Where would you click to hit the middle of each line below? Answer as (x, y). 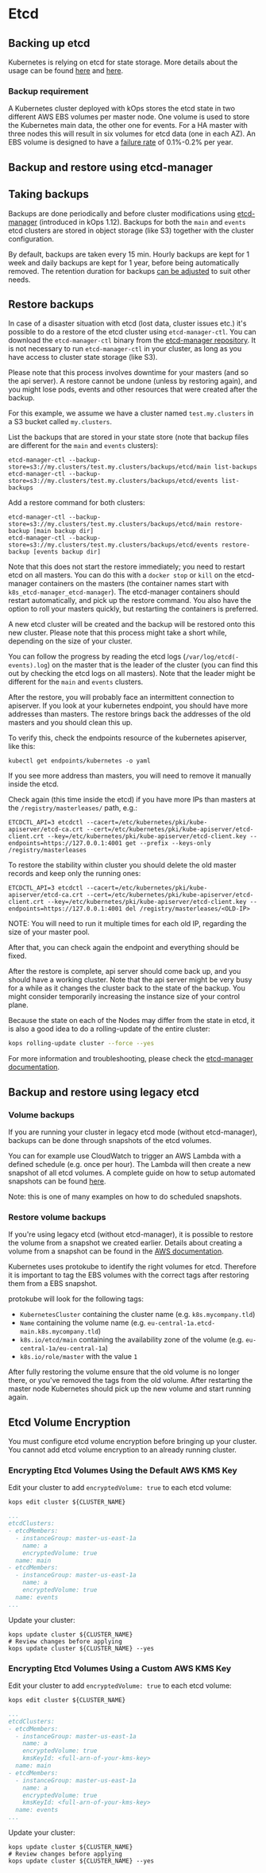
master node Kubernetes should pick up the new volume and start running (130, 1389)
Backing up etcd (49, 43)
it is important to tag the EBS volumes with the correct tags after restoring (129, 1275)
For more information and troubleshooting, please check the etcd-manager (131, 1059)
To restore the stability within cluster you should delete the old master (122, 865)
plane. (19, 1005)
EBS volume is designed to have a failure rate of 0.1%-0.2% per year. (121, 142)
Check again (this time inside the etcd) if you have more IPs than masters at (132, 800)
